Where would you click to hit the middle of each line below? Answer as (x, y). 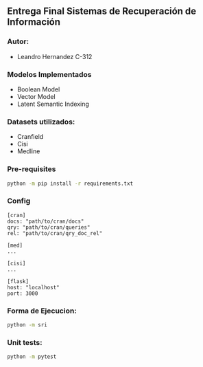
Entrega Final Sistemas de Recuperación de (102, 11)
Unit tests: (25, 342)
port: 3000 (23, 293)
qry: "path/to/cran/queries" (49, 227)
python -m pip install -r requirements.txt (70, 183)
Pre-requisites (32, 169)
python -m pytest (32, 357)
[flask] (18, 281)
